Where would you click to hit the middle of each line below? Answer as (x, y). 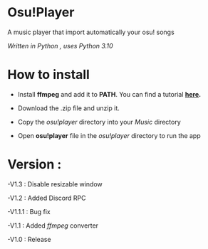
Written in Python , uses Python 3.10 (60, 46)
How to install (49, 75)
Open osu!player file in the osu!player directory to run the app (109, 135)
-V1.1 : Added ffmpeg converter (53, 226)
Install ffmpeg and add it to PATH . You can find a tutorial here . (109, 94)
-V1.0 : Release (29, 239)
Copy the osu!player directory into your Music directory (99, 122)
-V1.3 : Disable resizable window (55, 184)
